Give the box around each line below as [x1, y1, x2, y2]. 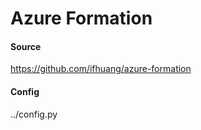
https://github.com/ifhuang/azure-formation [10, 63, 192, 75]
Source [10, 40, 42, 52]
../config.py [10, 108, 58, 120]
